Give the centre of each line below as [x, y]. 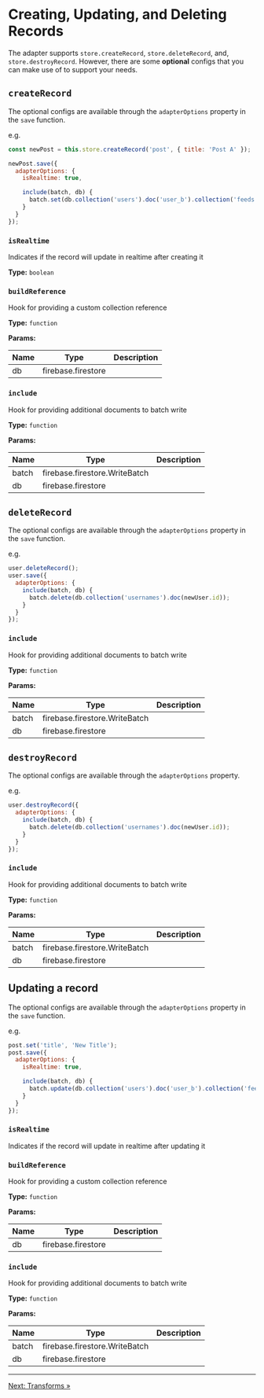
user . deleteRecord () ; [44, 568]
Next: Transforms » [39, 1386]
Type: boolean [31, 272]
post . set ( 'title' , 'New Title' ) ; [63, 1045]
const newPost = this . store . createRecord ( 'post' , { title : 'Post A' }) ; [130, 149]
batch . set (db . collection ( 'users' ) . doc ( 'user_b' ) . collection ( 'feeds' [143, 200]
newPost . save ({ [33, 164]
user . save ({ [27, 576]
